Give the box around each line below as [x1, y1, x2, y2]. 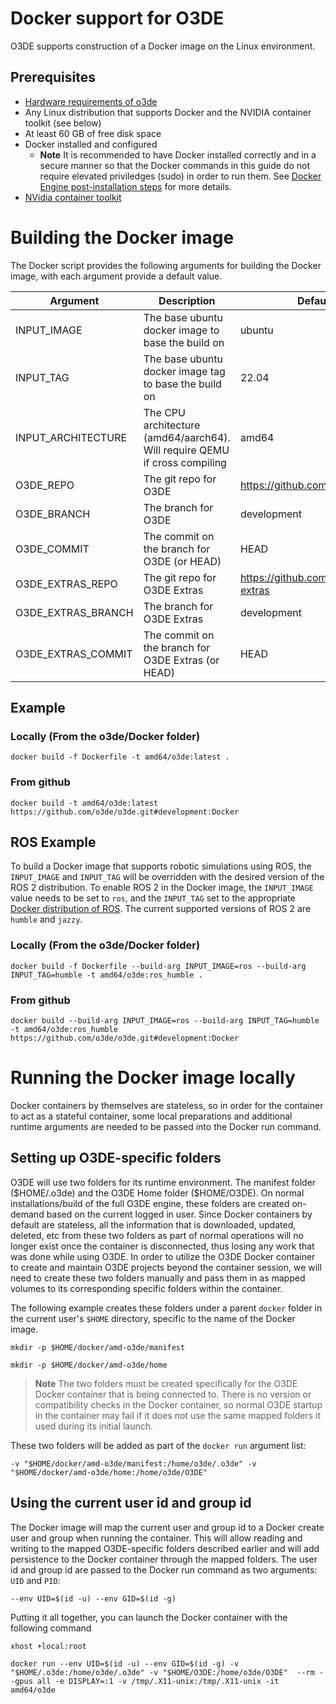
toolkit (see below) [24, 117, 102, 129]
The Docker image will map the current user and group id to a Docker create [10, 1521, 325, 1533]
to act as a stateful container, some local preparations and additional [10, 1110, 293, 1122]
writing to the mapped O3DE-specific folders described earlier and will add [10, 1542, 320, 1554]
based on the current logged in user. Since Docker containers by [46, 1208, 313, 1220]
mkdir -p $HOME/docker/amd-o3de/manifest [10, 1342, 186, 1352]
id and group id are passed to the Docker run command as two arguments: [10, 1563, 318, 1576]
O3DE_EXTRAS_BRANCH [15, 605, 134, 619]
